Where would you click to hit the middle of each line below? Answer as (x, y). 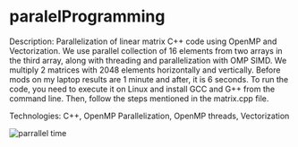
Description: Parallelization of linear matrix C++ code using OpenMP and (143, 41)
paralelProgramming (87, 17)
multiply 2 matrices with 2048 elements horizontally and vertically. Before (145, 70)
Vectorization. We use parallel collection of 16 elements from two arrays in (146, 50)
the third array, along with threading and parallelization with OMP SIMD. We (148, 60)
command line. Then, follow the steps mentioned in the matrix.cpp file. (139, 98)
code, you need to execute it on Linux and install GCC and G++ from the (142, 89)
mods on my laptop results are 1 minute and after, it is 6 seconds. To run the (149, 79)
